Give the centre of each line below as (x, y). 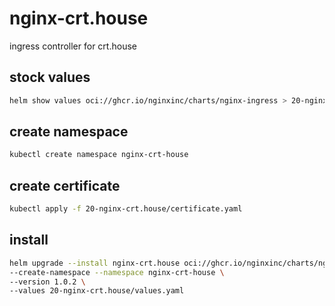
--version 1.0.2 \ (47, 282)
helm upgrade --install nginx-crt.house (95, 263)
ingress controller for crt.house (73, 46)
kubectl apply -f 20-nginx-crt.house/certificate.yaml (126, 209)
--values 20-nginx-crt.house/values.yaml (97, 291)
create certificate (65, 185)
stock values (50, 77)
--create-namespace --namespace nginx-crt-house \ (117, 272)
